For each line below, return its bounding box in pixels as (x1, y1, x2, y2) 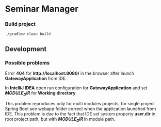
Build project (5, 21, 36, 28)
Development (5, 45, 47, 53)
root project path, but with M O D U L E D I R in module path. (5, 116, 115, 123)
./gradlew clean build (5, 32, 51, 37)
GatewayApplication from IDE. (5, 76, 67, 81)
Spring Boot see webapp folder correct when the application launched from (5, 106, 156, 111)
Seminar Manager (5, 3, 79, 15)
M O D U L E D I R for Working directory (5, 90, 76, 97)
